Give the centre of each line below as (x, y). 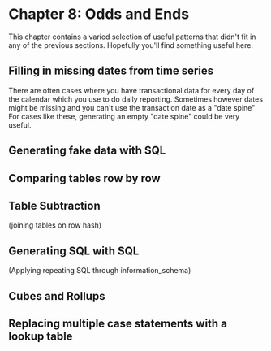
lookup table (41, 336)
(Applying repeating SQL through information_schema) (100, 271)
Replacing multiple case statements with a (118, 323)
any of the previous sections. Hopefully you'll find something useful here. (131, 45)
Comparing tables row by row (84, 178)
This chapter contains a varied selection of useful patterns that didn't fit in (132, 37)
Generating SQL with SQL (74, 251)
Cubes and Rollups (57, 296)
